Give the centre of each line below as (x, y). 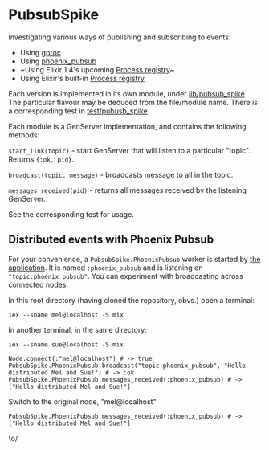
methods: (24, 135)
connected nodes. (39, 284)
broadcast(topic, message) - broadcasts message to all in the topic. (121, 174)
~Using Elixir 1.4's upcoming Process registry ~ (97, 69)
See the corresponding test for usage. (71, 214)
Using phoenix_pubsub (58, 61)
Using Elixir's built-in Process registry (82, 78)
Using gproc (41, 52)
